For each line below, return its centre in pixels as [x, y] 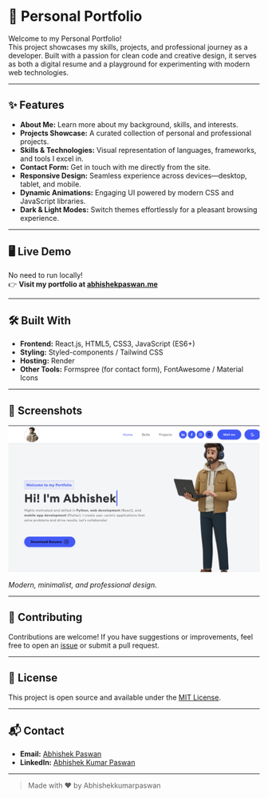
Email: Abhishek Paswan [61, 754]
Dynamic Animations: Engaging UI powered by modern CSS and [126, 192]
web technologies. [39, 72]
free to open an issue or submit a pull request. [84, 645]
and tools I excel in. [51, 158]
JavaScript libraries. [53, 201]
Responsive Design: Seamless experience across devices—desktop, [133, 175]
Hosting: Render [47, 361]
